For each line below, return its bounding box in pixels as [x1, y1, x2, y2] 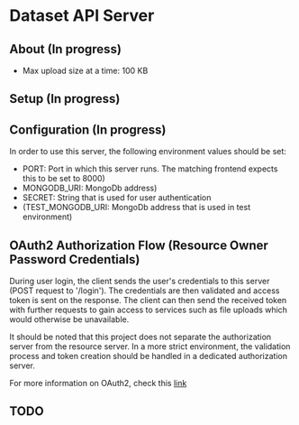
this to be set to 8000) [22, 173, 105, 184]
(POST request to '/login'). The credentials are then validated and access [9, 285, 280, 296]
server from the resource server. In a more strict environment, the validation [9, 341, 291, 352]
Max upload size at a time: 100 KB [22, 65, 149, 76]
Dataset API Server [9, 5, 155, 26]
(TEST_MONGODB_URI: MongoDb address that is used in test [22, 202, 250, 213]
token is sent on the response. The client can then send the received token [9, 295, 287, 306]
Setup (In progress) [9, 91, 121, 106]
